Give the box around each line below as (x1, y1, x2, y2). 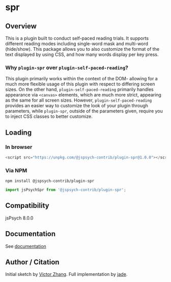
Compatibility (5, 201, 49, 210)
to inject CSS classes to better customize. (5, 113, 93, 119)
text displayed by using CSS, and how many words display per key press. (5, 51, 159, 57)
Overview (5, 22, 37, 30)
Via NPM (5, 167, 27, 174)
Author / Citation (5, 258, 60, 267)
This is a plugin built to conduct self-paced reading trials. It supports (5, 35, 149, 41)
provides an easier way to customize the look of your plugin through (5, 103, 149, 109)
